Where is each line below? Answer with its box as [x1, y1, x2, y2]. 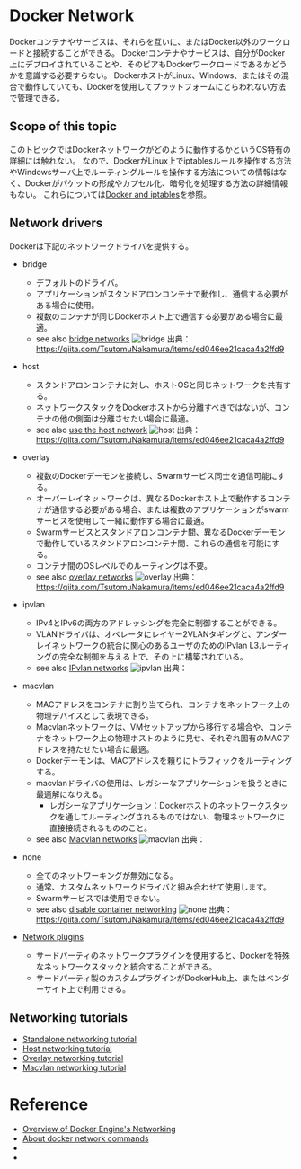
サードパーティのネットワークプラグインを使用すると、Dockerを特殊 [35, 950, 290, 961]
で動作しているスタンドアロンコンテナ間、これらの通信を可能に [35, 537, 272, 548]
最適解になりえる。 [35, 788, 108, 800]
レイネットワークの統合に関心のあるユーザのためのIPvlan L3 [35, 640, 259, 651]
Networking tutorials [9, 1010, 128, 1025]
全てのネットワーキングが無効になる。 [35, 870, 178, 881]
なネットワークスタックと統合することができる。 [35, 961, 217, 971]
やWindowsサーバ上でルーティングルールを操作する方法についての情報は [9, 166, 279, 177]
